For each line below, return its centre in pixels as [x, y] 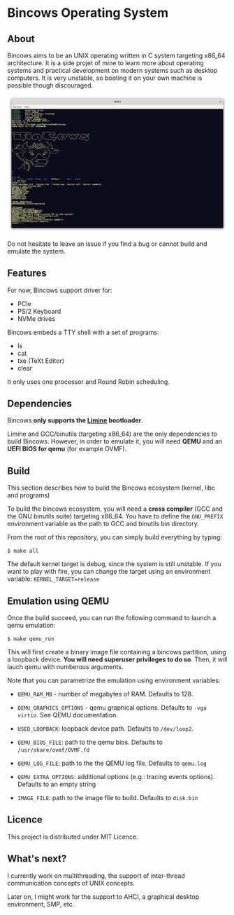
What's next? [37, 859]
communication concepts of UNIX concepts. [71, 883]
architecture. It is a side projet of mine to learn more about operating [105, 63]
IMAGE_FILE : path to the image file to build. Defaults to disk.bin [108, 798]
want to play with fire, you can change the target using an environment [109, 572]
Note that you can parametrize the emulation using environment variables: [114, 680]
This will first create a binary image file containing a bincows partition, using [117, 652]
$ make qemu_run [31, 639]
